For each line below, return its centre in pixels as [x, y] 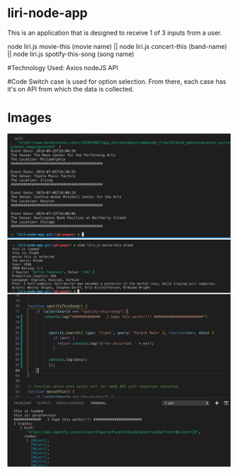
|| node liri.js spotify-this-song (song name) [71, 54]
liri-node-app [47, 13]
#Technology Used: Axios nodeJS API [63, 67]
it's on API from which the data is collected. [71, 89]
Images [29, 118]
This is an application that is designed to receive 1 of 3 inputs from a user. [115, 33]
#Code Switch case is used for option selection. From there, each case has [117, 81]
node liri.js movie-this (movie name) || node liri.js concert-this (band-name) [117, 46]
